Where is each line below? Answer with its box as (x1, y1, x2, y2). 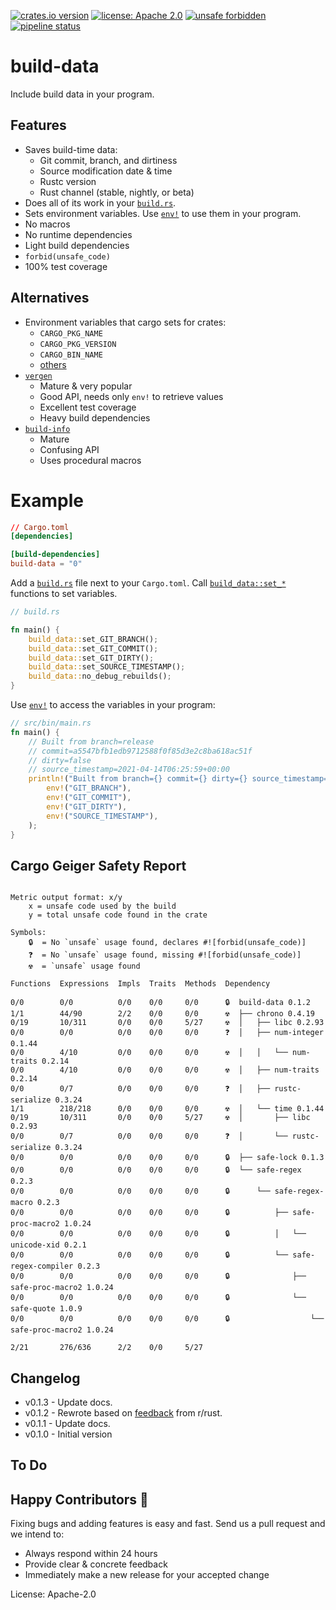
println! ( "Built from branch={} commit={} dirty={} (28, 774, 248, 784)
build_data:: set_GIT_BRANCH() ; (28, 634, 159, 644)
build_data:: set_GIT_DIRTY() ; (28, 653, 155, 663)
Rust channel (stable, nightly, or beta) (39, 186, 195, 198)
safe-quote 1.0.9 (10, 1304, 83, 1314)
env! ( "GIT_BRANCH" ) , (46, 783, 132, 794)
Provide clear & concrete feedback (24, 1558, 168, 1570)
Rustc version (39, 175, 97, 187)
